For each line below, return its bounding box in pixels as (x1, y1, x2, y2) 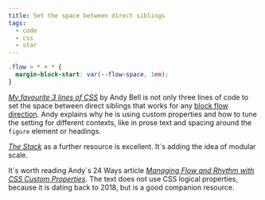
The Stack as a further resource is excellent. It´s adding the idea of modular (8, 141, 256, 151)
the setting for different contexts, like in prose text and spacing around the (8, 117, 252, 127)
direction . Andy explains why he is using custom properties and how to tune (8, 109, 257, 119)
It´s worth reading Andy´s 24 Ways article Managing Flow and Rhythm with (8, 165, 255, 175)
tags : (8, 19, 26, 27)
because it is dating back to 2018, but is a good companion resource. (8, 182, 235, 192)
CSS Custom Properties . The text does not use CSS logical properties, (8, 174, 239, 183)
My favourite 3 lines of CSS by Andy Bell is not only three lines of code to (8, 92, 249, 102)
